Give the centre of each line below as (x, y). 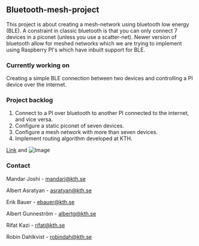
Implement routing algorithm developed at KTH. (74, 139)
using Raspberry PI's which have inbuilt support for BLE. (76, 50)
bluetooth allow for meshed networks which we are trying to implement (94, 43)
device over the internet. (37, 85)
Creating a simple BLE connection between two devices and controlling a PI (99, 78)
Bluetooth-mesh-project (53, 10)
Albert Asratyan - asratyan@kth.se (49, 190)
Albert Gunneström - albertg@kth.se (51, 213)
